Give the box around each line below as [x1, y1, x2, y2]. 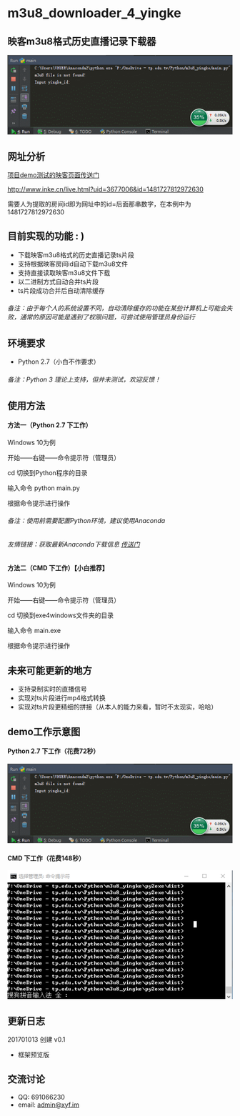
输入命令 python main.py [7, 484, 80, 492]
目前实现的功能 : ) [7, 230, 84, 242]
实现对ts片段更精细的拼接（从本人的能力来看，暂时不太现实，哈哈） [17, 702, 218, 712]
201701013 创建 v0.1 [7, 1035, 66, 1044]
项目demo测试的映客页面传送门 [7, 171, 100, 179]
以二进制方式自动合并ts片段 [17, 277, 99, 286]
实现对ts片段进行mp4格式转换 [17, 694, 106, 702]
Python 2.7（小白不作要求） [17, 357, 100, 366]
